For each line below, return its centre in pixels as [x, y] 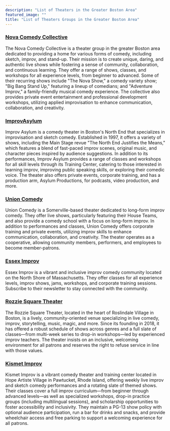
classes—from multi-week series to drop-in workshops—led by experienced [85, 334]
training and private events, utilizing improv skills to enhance [69, 232]
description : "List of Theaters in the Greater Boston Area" [71, 10]
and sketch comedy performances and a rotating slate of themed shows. [81, 386]
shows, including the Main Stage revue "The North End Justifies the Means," [86, 142]
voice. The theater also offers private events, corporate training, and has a [83, 175]
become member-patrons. [33, 248]
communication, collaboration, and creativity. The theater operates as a [80, 237]
